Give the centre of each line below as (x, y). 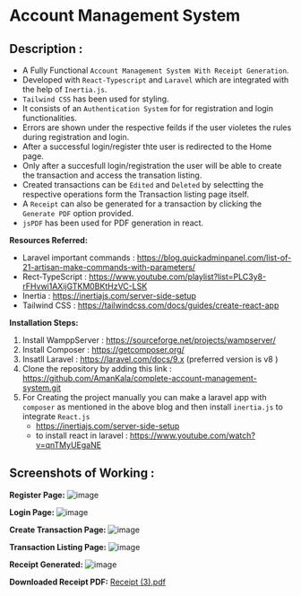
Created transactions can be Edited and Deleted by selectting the (143, 184)
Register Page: (37, 495)
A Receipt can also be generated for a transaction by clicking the (142, 204)
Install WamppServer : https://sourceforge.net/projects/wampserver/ (149, 340)
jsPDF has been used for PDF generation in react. (113, 223)
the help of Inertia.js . (64, 89)
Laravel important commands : (78, 258)
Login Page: (32, 512)
